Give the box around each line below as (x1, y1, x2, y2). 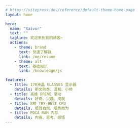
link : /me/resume (18, 54, 56, 59)
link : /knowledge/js (18, 68, 62, 73)
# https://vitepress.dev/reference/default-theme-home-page (5, 7, 135, 13)
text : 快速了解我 (18, 49, 52, 55)
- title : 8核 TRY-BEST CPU (10, 101, 66, 106)
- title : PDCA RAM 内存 (10, 110, 59, 115)
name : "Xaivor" (10, 26, 42, 31)
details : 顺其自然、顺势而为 (14, 106, 69, 111)
